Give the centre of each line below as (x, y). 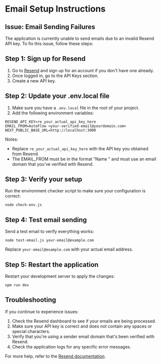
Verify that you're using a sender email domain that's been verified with (83, 336)
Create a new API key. (34, 80)
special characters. (31, 331)
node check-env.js (23, 205)
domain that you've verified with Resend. (53, 164)
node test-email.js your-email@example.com (50, 240)
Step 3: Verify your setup (44, 180)
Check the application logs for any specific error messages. (72, 347)
